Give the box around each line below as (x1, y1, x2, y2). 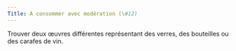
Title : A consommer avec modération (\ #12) (7, 10, 138, 17)
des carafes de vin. (7, 36, 64, 45)
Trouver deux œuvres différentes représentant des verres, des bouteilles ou (7, 29, 229, 38)
